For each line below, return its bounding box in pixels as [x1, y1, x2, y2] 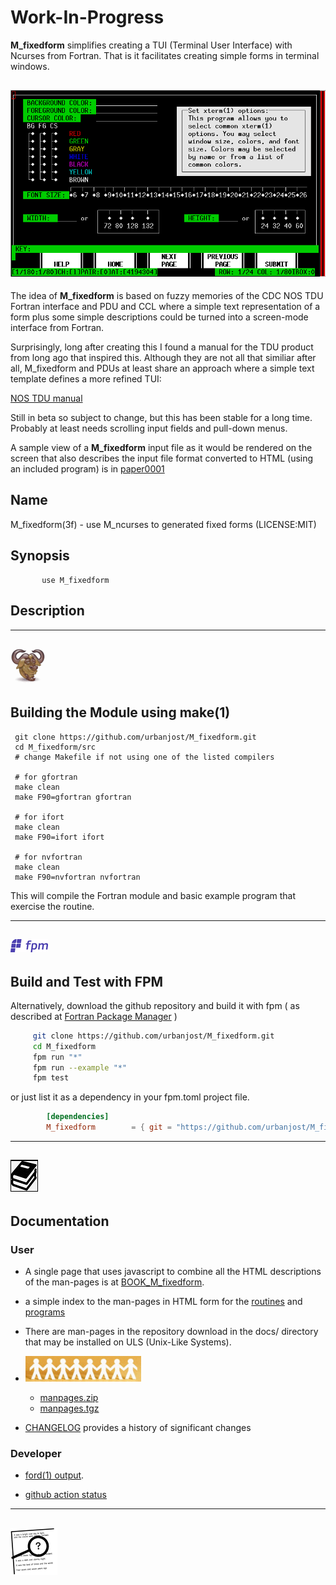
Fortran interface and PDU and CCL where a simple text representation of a [10, 301, 321, 313]
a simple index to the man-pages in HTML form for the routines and [24, 1296, 303, 1308]
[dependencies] [46, 1112, 110, 1122]
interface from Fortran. [10, 322, 105, 334]
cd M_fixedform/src [14, 742, 97, 752]
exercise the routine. [10, 900, 95, 912]
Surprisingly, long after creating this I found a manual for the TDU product [10, 341, 314, 353]
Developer [10, 1447, 62, 1461]
